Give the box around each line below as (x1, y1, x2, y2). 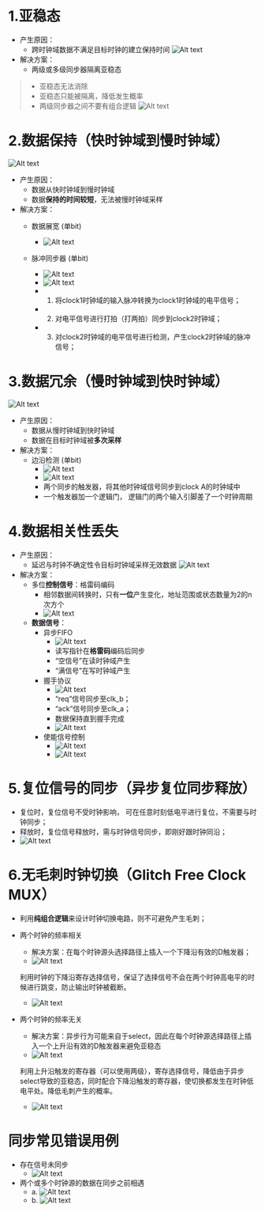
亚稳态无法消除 (39, 81, 88, 91)
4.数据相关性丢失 (8, 523, 119, 540)
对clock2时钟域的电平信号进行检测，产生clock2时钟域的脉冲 (54, 331, 251, 341)
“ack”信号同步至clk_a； (54, 703, 132, 713)
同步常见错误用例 (8, 1132, 120, 1150)
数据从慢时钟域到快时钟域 (31, 425, 115, 435)
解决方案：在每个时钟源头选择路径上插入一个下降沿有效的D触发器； (31, 947, 251, 956)
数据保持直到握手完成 (54, 714, 125, 723)
